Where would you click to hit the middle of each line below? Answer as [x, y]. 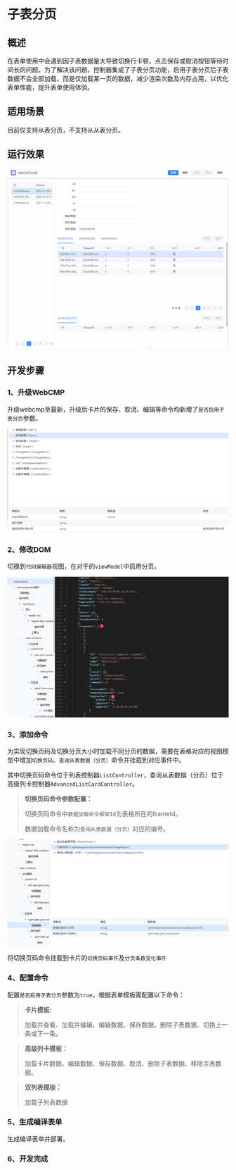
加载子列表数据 [46, 1102]
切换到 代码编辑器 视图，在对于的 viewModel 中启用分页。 [84, 566]
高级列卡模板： [46, 1048]
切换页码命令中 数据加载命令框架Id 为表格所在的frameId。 [103, 814]
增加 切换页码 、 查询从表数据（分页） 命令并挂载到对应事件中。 [102, 760]
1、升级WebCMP [36, 393]
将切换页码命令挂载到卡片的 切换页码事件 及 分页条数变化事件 [87, 958]
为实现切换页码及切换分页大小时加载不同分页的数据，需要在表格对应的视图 [115, 751]
